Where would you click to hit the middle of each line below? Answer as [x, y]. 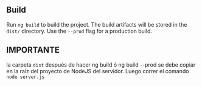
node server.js [26, 77]
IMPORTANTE [33, 50]
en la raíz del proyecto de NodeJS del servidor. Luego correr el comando [98, 71]
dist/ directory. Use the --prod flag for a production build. [79, 31]
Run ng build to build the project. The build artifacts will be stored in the [97, 24]
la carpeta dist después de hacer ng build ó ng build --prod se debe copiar [101, 64]
